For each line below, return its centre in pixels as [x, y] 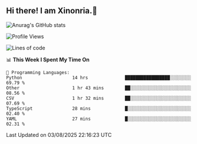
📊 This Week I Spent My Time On [48, 59]
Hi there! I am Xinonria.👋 [52, 11]
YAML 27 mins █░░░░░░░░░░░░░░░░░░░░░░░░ [99, 119]
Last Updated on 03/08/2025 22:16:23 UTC [59, 135]
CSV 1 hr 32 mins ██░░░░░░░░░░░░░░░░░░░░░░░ [99, 98]
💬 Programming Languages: [38, 72]
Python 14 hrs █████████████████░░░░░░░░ [99, 78]
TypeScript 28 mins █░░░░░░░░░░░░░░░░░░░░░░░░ [99, 108]
